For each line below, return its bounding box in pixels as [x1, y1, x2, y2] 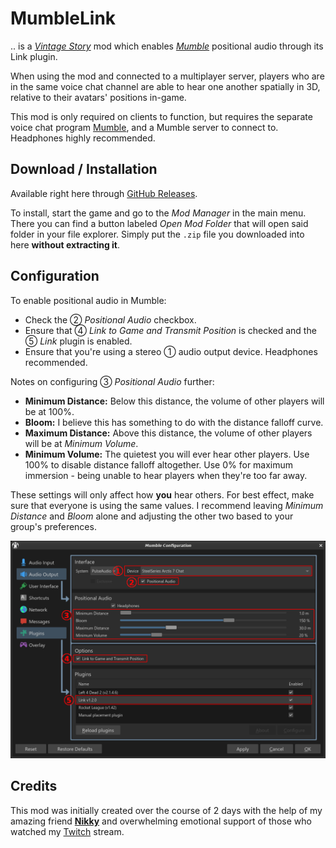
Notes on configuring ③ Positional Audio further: [10, 375, 215, 387]
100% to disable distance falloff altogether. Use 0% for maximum [24, 458, 294, 471]
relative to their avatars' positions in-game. [10, 91, 187, 103]
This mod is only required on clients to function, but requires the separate [10, 110, 313, 122]
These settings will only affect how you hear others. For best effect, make [10, 488, 315, 501]
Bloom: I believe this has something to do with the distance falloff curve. [24, 416, 324, 428]
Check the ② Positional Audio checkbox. [24, 313, 197, 326]
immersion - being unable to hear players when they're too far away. [24, 469, 308, 481]
